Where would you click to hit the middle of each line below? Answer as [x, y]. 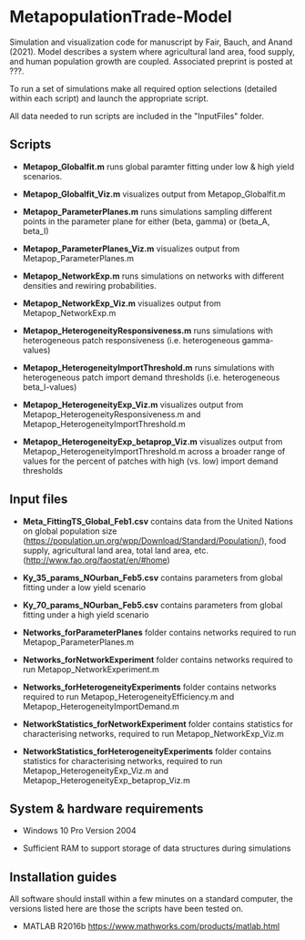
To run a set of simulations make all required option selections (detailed [143, 88]
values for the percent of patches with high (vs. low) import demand [150, 461]
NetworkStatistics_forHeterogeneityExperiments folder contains [147, 751]
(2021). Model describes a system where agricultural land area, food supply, [152, 51]
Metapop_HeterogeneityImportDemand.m [101, 706]
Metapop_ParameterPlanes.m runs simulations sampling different [147, 211]
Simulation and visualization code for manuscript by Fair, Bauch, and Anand [151, 42]
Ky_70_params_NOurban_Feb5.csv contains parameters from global [152, 605]
